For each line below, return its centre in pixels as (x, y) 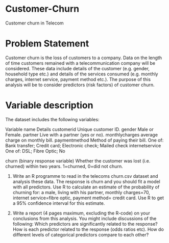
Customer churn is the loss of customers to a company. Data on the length (84, 58)
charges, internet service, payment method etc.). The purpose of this (78, 79)
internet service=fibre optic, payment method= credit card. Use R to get (88, 198)
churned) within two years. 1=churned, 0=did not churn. (64, 166)
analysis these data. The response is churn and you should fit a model (87, 181)
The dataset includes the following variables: (52, 119)
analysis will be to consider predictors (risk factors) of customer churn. (80, 85)
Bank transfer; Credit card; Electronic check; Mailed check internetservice (83, 145)
